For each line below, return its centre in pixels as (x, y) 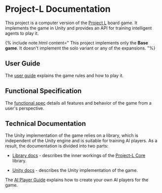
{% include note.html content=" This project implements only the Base (77, 42)
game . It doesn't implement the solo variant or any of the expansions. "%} (80, 48)
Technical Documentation (46, 124)
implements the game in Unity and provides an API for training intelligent (79, 28)
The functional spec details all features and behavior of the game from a (78, 103)
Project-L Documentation (58, 9)
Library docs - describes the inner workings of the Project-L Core (79, 155)
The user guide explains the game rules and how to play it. (65, 76)
